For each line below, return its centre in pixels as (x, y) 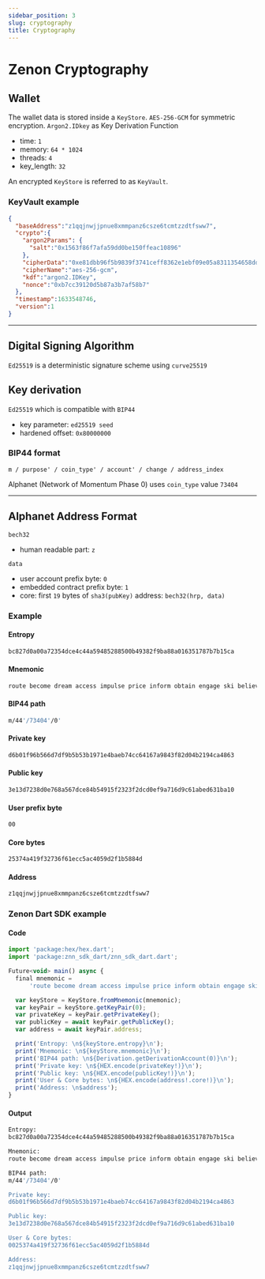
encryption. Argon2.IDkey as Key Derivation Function (93, 126)
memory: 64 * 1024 (51, 149)
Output (20, 1113)
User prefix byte (35, 808)
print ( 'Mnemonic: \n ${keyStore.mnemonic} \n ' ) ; (93, 1051)
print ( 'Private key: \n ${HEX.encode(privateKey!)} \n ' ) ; (109, 1066)
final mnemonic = (44, 978)
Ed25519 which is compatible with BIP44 (72, 409)
